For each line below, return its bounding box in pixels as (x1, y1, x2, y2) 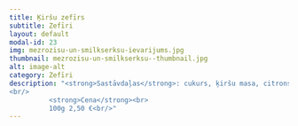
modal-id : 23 (9, 37, 58, 47)
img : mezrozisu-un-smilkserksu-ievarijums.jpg (9, 46, 184, 55)
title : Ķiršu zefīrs (9, 12, 86, 22)
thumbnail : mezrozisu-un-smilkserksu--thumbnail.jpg (9, 54, 208, 63)
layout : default (9, 29, 69, 38)
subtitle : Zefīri (9, 21, 74, 30)
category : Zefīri (9, 71, 74, 80)
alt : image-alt (9, 63, 66, 72)
